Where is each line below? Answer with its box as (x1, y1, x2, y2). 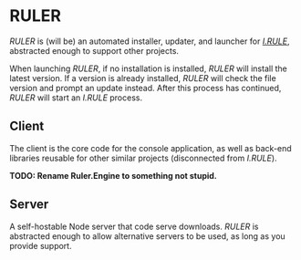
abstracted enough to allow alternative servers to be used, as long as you (9, 230, 285, 242)
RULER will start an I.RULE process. (9, 92, 143, 103)
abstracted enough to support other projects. (9, 45, 180, 56)
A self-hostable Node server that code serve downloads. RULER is (9, 221, 259, 232)
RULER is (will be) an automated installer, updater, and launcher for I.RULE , (9, 36, 290, 47)
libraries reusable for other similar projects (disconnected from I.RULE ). (9, 152, 277, 163)
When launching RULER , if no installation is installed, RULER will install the (9, 63, 287, 74)
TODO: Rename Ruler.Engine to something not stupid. (9, 170, 217, 181)
